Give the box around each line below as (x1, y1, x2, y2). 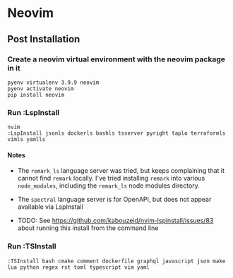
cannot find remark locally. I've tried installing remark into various (17, 174, 205, 183)
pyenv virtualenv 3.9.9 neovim (7, 79, 100, 86)
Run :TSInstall (7, 241, 56, 251)
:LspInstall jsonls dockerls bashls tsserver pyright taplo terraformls (7, 130, 226, 137)
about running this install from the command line (17, 224, 159, 232)
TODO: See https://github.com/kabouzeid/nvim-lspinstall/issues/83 (17, 217, 214, 225)
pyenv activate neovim (7, 85, 74, 92)
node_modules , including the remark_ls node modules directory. (17, 181, 200, 190)
